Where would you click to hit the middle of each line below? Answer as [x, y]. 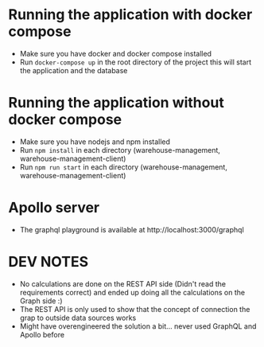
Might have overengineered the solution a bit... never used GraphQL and [138, 326]
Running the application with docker [130, 15]
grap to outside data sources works [78, 318]
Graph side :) [41, 301]
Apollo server [54, 208]
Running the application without [116, 103]
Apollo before [42, 334]
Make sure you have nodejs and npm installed [95, 142]
